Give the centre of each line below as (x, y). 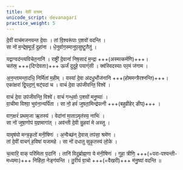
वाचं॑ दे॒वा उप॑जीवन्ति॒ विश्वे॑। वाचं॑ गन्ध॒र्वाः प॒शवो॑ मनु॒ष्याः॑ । (57, 97)
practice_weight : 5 (31, 23)
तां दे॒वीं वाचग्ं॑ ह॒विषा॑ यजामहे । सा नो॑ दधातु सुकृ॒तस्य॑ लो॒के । (62, 142)
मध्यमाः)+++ (19, 160)
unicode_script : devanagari (42, 18)
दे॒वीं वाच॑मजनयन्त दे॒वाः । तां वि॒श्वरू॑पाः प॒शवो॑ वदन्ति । (56, 41)
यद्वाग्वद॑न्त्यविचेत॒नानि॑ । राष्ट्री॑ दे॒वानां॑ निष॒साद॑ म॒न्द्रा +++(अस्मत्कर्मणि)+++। (77, 59)
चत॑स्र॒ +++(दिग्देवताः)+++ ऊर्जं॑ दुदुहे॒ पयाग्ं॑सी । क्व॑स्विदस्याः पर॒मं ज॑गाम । (77, 66)
